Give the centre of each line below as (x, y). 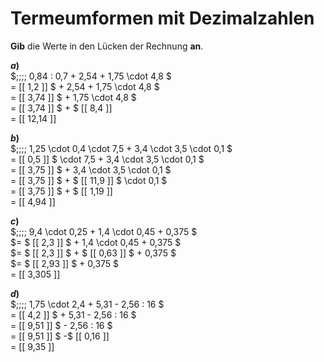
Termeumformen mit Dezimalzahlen (162, 18)
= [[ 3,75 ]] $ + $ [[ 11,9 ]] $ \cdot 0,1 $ (89, 180)
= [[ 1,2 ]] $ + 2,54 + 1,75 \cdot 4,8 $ (85, 86)
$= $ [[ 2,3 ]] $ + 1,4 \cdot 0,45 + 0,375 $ (96, 242)
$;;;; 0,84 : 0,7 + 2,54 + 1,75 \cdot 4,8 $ (91, 76)
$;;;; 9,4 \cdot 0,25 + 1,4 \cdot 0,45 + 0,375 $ (104, 231)
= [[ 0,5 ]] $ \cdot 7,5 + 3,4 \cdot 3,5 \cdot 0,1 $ (107, 159)
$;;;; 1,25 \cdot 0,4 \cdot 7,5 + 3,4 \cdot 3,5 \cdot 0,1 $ (121, 148)
